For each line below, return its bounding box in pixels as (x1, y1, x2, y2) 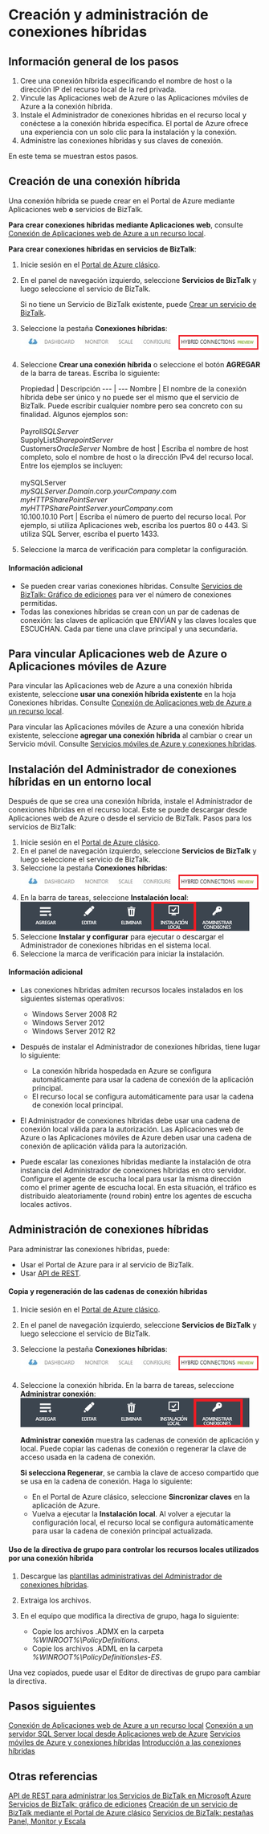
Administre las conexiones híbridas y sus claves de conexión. (19, 136, 223, 145)
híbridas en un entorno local (8, 775, 152, 788)
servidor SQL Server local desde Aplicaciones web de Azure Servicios (8, 1730, 241, 1739)
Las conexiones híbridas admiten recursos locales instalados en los (19, 985, 243, 994)
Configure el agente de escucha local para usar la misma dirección (19, 1173, 242, 1183)
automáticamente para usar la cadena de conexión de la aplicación (31, 1075, 255, 1084)
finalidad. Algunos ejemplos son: (19, 410, 128, 420)
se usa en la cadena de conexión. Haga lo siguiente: (19, 1476, 193, 1486)
